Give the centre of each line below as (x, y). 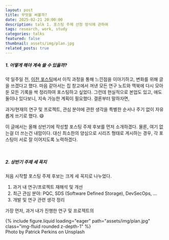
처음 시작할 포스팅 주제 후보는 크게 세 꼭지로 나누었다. (58, 176)
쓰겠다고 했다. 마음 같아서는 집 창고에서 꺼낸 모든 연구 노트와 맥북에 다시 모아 (87, 86)
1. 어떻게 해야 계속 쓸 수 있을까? (36, 65)
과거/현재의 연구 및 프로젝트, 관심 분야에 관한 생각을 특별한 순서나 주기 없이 (80, 109)
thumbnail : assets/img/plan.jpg (40, 44)
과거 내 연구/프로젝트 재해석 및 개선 (48, 187)
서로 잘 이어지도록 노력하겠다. (48, 139)
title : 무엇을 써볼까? (26, 15)
